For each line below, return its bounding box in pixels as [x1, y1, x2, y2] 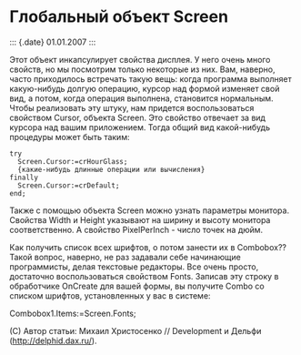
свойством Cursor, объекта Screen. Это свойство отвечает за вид [9, 112, 266, 123]
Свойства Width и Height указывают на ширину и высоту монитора [9, 214, 271, 225]
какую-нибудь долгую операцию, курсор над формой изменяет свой [9, 83, 280, 94]
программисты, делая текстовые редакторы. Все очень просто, [9, 261, 259, 272]
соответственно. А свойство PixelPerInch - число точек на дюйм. [9, 224, 264, 235]
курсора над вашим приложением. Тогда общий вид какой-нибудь [9, 121, 271, 133]
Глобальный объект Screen [9, 6, 229, 27]
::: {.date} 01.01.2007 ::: [9, 36, 96, 47]
